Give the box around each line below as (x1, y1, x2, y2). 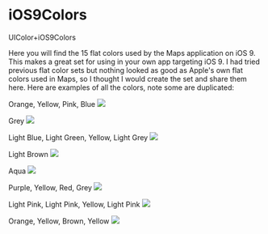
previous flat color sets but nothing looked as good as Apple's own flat (8, 65, 244, 74)
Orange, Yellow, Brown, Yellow (8, 216, 110, 226)
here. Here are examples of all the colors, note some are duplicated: (8, 83, 235, 92)
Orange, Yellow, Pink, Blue (8, 99, 95, 108)
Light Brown (8, 149, 48, 159)
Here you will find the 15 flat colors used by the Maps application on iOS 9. (8, 48, 256, 57)
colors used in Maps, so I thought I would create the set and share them (8, 74, 248, 83)
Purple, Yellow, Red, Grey (8, 182, 93, 192)
